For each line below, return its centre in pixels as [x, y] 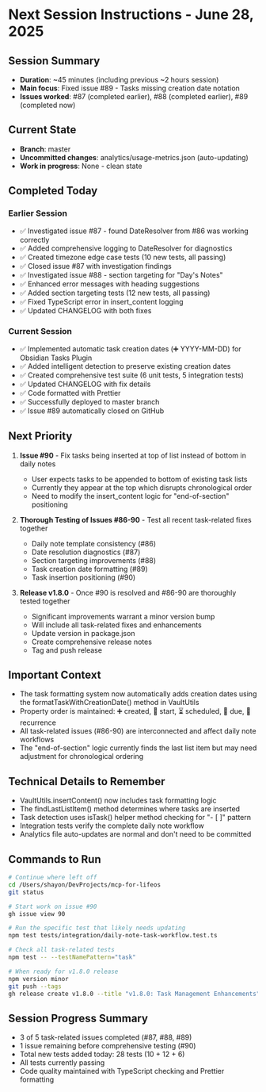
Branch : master [45, 149]
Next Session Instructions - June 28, [131, 15]
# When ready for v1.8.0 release [63, 971]
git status [26, 892]
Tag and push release [67, 650]
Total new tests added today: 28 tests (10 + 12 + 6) [102, 1054]
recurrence [38, 722]
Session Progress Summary [78, 1018]
